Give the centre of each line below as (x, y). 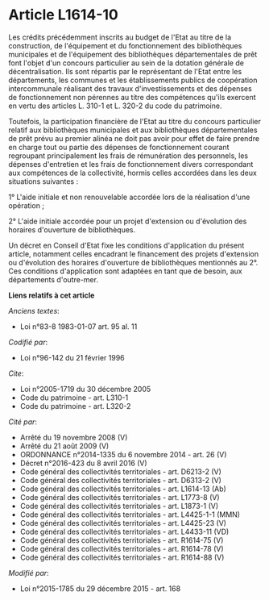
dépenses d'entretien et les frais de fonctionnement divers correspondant (131, 164)
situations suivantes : (43, 181)
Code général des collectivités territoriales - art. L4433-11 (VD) (124, 531)
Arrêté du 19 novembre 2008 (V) (74, 437)
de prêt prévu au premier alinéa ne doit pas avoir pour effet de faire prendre (134, 138)
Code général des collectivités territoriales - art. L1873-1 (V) (119, 506)
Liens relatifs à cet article (52, 295)
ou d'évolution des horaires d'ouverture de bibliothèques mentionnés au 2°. (133, 262)
